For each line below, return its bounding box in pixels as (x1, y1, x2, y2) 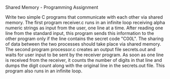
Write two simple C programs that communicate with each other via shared (5, 14, 163, 20)
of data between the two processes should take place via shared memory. (5, 41, 161, 47)
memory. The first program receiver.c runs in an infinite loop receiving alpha (5, 20, 165, 25)
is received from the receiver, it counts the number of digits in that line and (5, 57, 162, 63)
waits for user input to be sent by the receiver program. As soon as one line (5, 52, 164, 58)
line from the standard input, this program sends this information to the (5, 30, 154, 36)
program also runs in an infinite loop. (5, 68, 83, 74)
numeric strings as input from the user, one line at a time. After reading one (5, 25, 163, 31)
